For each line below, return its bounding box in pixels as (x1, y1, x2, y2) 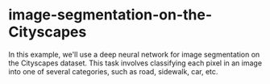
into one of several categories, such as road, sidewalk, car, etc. (8, 66, 218, 76)
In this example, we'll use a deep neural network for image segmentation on (8, 49, 260, 59)
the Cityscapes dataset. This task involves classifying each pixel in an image (8, 58, 263, 68)
